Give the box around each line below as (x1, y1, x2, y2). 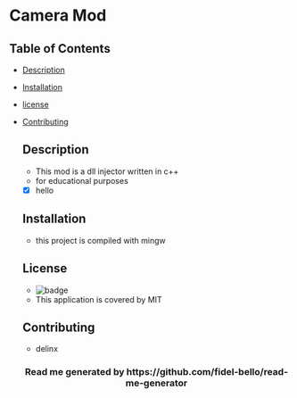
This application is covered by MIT (35, 294, 162, 304)
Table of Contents (9, 41, 111, 56)
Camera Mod (9, 5, 107, 26)
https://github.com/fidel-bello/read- (126, 366, 288, 378)
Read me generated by (24, 366, 125, 378)
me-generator (125, 377, 188, 389)
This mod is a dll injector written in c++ (35, 166, 179, 177)
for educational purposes (35, 175, 129, 186)
